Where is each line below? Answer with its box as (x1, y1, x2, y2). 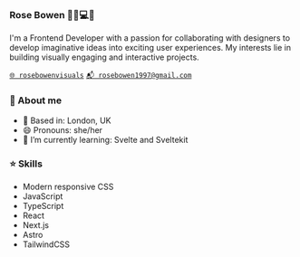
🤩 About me (9, 94, 62, 107)
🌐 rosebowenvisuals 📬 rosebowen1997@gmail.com (9, 71, 192, 81)
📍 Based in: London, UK (22, 115, 111, 126)
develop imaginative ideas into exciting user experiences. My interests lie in (9, 43, 292, 53)
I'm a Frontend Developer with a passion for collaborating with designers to (9, 33, 291, 43)
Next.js (22, 219, 50, 230)
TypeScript (22, 200, 64, 211)
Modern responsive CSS (22, 181, 114, 192)
